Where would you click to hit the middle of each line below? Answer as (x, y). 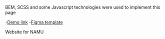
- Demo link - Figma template (34, 22)
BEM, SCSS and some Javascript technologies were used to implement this (83, 7)
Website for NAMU (24, 32)
